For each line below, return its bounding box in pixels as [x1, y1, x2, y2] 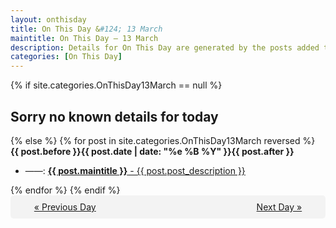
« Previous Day [33, 201, 97, 213]
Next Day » [256, 201, 303, 213]
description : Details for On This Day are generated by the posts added [10, 42, 320, 53]
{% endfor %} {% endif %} [10, 184, 121, 196]
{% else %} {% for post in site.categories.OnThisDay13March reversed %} [10, 134, 316, 146]
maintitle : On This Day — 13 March [10, 33, 159, 43]
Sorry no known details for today [10, 108, 219, 125]
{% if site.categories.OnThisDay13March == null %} [10, 79, 223, 91]
